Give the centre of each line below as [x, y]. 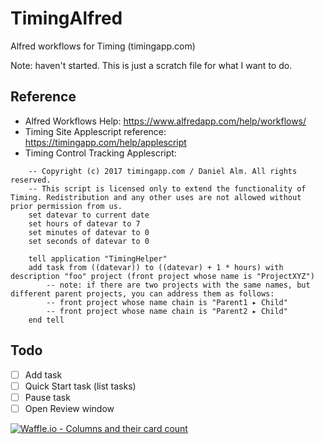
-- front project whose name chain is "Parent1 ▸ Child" [167, 302]
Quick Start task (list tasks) [80, 386]
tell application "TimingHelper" [98, 258]
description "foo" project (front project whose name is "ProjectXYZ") [162, 276]
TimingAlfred [66, 18]
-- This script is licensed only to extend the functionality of [167, 188]
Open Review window [69, 408]
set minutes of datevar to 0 [89, 232]
